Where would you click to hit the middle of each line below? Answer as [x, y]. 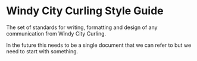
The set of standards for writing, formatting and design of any [82, 27]
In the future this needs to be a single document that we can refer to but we [99, 45]
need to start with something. [42, 51]
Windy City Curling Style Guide [85, 11]
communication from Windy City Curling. [56, 33]
